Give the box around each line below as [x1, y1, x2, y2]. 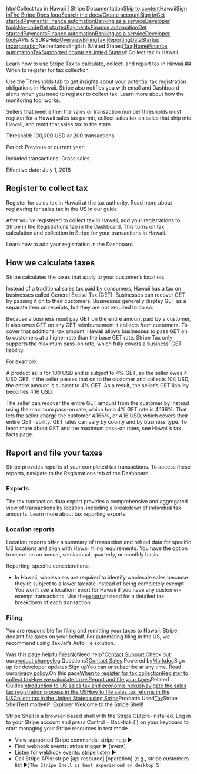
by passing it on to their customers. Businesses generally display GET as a [6, 297, 186, 304]
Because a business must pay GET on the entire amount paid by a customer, [6, 315, 191, 322]
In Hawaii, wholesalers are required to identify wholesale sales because [14, 574, 188, 581]
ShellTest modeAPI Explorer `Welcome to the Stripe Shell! [6, 701, 144, 708]
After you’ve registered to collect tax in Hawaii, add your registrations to [6, 216, 181, 223]
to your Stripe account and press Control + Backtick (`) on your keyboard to [6, 719, 189, 726]
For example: [6, 358, 38, 365]
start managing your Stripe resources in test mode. [6, 725, 129, 732]
